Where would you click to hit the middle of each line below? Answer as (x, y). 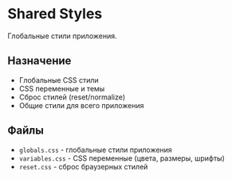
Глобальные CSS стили (59, 80)
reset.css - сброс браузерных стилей (83, 166)
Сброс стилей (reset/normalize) (72, 97)
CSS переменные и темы (62, 88)
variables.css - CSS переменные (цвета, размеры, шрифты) (122, 158)
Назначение (39, 61)
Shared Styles (55, 14)
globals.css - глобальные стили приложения (95, 150)
